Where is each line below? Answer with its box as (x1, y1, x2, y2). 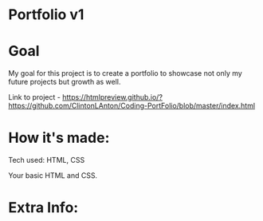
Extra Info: (8, 199, 79, 217)
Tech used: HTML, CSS (8, 156, 85, 165)
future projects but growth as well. (8, 77, 121, 87)
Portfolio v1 (8, 6, 84, 24)
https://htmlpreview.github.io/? (62, 93, 163, 102)
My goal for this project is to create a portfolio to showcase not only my (8, 69, 243, 78)
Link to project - (8, 93, 61, 102)
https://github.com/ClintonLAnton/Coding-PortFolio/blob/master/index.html (8, 101, 256, 111)
